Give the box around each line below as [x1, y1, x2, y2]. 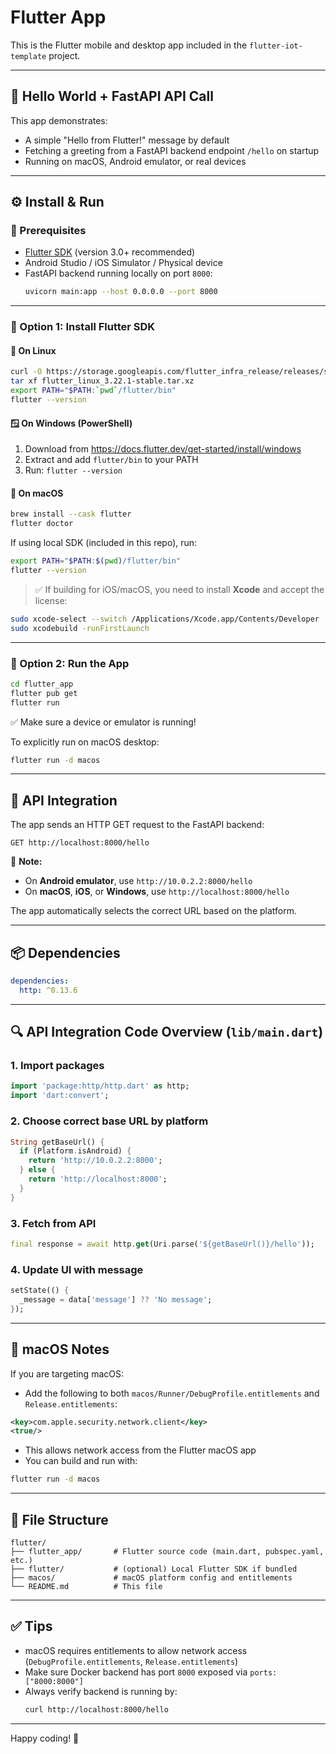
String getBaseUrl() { [10, 1137, 105, 1147]
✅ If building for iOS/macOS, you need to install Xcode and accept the [34, 583, 325, 595]
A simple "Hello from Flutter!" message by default [24, 134, 230, 146]
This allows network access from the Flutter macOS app [24, 1444, 257, 1456]
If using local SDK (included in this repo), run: [10, 537, 198, 549]
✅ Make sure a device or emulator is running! [10, 716, 197, 728]
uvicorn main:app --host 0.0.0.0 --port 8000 [24, 287, 218, 297]
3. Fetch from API [10, 1216, 97, 1230]
